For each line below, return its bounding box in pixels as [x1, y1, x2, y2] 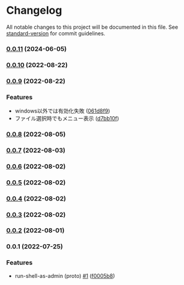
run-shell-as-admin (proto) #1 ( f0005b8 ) [14, 272, 115, 279]
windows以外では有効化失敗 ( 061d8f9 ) [14, 107, 110, 114]
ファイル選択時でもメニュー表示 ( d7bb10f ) [14, 115, 119, 122]
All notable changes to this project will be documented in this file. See [6, 23, 179, 31]
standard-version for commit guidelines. [6, 29, 105, 37]
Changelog [6, 4, 62, 17]
